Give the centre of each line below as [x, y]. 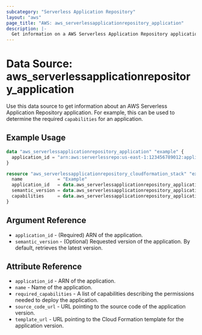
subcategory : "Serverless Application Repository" [71, 12]
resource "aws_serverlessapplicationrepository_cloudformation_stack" [96, 174]
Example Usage [36, 138]
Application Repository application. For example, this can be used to [91, 112]
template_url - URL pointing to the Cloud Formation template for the [99, 319]
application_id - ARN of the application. [65, 281]
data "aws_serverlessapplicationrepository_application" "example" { [95, 152]
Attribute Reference [44, 266]
